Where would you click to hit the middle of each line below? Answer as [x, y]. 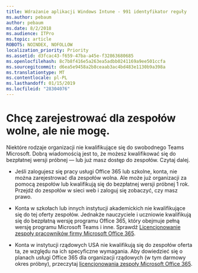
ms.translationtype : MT [36, 72]
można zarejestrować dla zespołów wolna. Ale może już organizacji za [100, 177]
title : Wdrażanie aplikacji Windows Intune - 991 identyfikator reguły [96, 12]
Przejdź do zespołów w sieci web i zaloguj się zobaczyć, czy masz [96, 190]
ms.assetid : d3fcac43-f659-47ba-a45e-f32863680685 [70, 56]
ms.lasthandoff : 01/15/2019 [41, 84]
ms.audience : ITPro [30, 34]
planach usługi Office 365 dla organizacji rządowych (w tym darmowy [100, 257]
